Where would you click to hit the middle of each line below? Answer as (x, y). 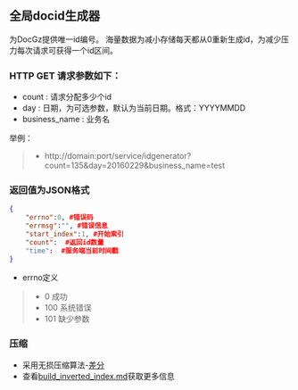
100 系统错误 (68, 307)
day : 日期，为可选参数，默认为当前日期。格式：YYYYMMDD (134, 108)
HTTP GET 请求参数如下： (66, 76)
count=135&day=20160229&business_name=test (135, 166)
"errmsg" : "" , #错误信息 (67, 226)
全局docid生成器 (55, 16)
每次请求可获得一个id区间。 (67, 50)
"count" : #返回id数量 (65, 242)
